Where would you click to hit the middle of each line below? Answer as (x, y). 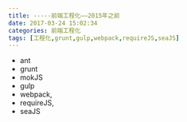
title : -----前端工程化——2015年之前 (64, 16)
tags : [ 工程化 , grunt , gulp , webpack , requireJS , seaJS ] (94, 38)
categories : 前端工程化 (45, 30)
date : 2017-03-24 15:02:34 (53, 23)
